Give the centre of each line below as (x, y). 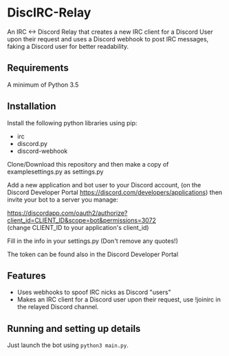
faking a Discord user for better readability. (68, 46)
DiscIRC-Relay (49, 13)
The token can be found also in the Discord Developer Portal (93, 254)
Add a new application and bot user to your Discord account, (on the (104, 185)
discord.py (32, 143)
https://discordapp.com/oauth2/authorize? (67, 213)
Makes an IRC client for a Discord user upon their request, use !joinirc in (119, 300)
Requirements (38, 68)
